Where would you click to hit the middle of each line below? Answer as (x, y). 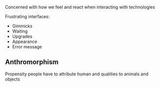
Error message (27, 47)
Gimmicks (22, 26)
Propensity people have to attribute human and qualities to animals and (77, 74)
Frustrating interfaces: (27, 16)
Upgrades (22, 36)
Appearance (25, 42)
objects (13, 79)
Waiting (20, 31)
